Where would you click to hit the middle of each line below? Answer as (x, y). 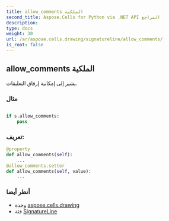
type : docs (20, 28)
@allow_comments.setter (36, 166)
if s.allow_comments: (33, 116)
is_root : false (25, 45)
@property (18, 149)
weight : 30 (20, 34)
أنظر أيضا (18, 192)
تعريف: (15, 137)
